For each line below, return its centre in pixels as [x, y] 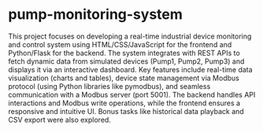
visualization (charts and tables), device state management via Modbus [124, 78]
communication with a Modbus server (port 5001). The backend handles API [132, 94]
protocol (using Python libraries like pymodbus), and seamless [109, 86]
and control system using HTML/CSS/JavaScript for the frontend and [120, 44]
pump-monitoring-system [96, 15]
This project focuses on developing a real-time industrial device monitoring [130, 36]
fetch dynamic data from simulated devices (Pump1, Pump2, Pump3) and [126, 61]
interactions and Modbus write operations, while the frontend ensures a [124, 103]
